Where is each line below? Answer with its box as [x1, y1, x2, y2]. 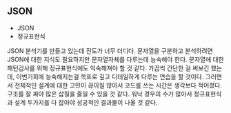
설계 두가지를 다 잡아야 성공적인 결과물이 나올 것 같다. [14, 98, 158, 106]
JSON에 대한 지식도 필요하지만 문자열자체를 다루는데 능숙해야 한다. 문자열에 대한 [7, 55, 224, 63]
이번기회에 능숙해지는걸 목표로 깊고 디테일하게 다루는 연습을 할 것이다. [16, 72, 204, 81]
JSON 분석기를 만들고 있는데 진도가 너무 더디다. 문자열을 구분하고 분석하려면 [7, 46, 213, 54]
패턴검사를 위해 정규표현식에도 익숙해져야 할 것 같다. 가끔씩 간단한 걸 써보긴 [7, 63, 210, 72]
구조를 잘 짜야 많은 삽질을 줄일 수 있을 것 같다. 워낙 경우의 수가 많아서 [7, 90, 192, 98]
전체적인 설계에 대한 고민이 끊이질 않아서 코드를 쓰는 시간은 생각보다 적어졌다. [14, 81, 223, 89]
